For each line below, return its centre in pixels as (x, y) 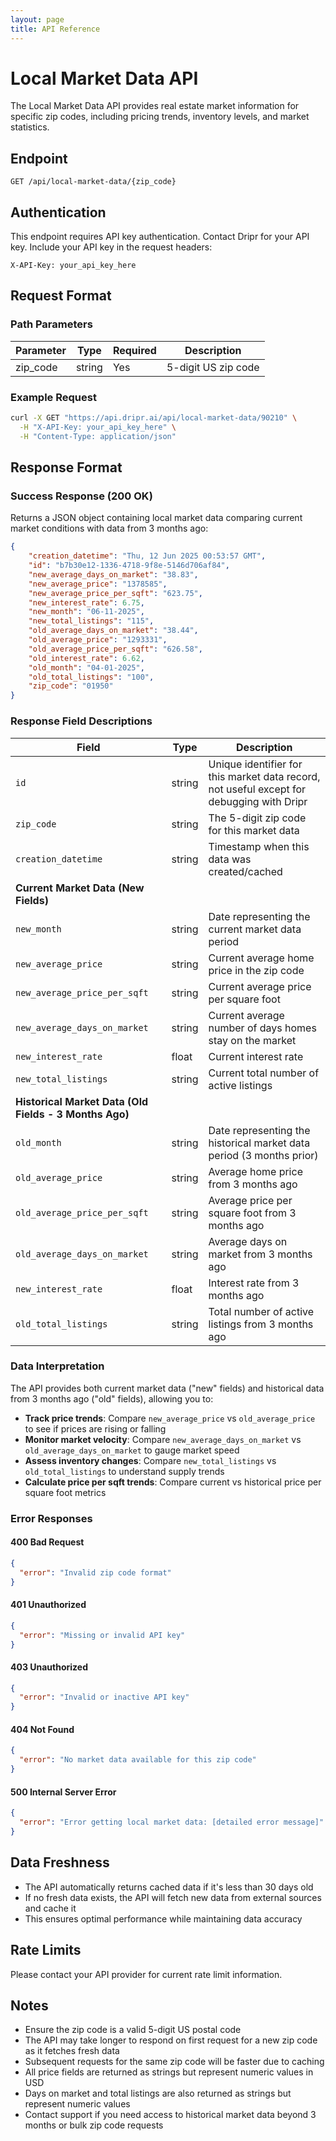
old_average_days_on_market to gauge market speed (132, 1450)
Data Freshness (60, 1862)
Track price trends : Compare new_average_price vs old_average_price (170, 1418)
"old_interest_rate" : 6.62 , (86, 658)
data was (230, 859)
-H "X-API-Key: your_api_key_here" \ (98, 427)
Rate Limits (46, 1950)
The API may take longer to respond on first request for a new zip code (171, 2040)
